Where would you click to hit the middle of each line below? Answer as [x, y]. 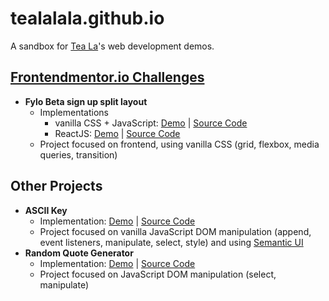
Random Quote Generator [79, 253]
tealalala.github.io [87, 18]
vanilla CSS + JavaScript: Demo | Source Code [151, 123]
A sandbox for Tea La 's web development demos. [112, 46]
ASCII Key [46, 210]
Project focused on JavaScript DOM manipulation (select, [158, 274]
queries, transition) [78, 154]
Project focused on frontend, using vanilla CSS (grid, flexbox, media [179, 144]
